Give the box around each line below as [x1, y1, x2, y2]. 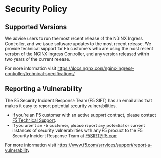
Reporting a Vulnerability [5, 85, 82, 93]
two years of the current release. [5, 56, 71, 62]
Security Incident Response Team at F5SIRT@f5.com [12, 132, 117, 139]
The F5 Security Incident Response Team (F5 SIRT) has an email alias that [5, 97, 152, 103]
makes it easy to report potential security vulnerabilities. [5, 103, 117, 109]
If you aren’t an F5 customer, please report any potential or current [12, 122, 145, 128]
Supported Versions [5, 23, 67, 31]
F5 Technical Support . [12, 117, 57, 123]
